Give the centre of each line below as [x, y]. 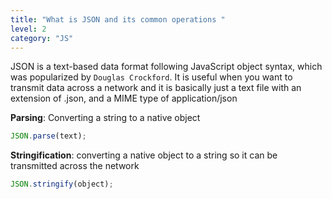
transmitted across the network [75, 166]
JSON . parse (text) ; [48, 136]
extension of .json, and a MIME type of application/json [124, 98]
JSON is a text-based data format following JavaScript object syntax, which [166, 67]
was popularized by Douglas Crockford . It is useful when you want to [151, 77]
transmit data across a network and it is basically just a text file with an [156, 88]
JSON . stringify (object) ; [62, 184]
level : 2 [28, 29]
